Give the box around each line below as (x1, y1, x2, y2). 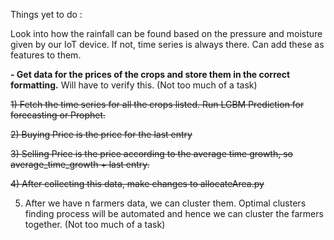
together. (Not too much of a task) (24, 219, 166, 230)
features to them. (10, 49, 82, 61)
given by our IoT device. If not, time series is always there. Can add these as (10, 39, 325, 50)
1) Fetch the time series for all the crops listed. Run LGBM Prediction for (10, 99, 305, 110)
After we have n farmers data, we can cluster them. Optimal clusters (24, 197, 307, 209)
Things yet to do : (10, 9, 83, 20)
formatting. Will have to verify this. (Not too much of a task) (10, 79, 258, 91)
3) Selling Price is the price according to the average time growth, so (10, 148, 293, 159)
